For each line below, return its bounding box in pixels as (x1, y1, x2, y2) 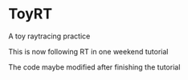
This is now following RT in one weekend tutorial (8, 46, 169, 56)
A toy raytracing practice (8, 31, 91, 41)
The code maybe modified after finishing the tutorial (8, 62, 181, 72)
